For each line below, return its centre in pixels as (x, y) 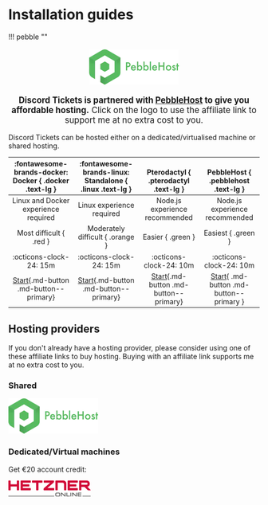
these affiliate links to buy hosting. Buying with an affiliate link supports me (131, 357)
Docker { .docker (41, 180)
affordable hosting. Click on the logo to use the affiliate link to (134, 110)
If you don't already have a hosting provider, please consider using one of (130, 348)
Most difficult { (41, 233)
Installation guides (71, 15)
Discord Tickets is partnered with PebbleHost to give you (134, 100)
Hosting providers (54, 329)
